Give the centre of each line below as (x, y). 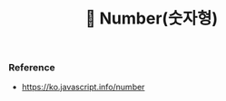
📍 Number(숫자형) (152, 18)
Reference (32, 67)
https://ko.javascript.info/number (83, 87)
